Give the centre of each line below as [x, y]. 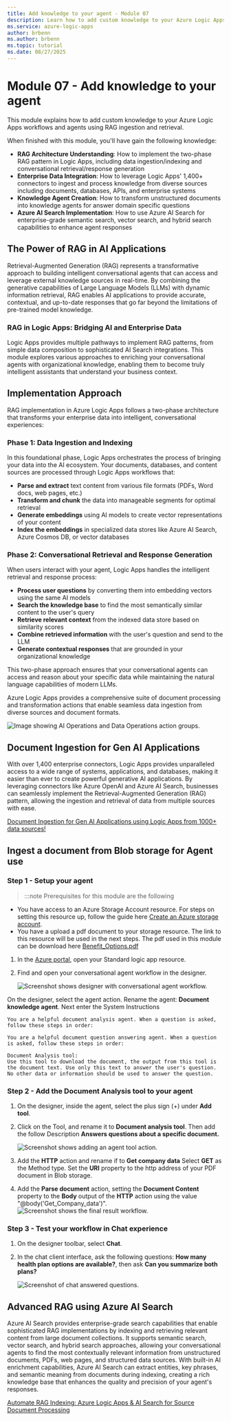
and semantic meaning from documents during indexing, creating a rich [109, 1375]
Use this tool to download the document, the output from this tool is [112, 1062]
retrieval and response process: [52, 577]
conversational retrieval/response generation [81, 168]
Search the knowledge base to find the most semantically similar [110, 605]
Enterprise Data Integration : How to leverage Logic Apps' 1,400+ [110, 176]
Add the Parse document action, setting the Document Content [108, 1189]
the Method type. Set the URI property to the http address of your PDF [117, 1168]
